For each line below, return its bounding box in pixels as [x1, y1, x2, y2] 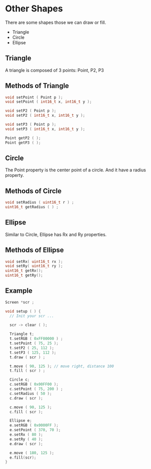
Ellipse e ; [9, 418, 32, 423]
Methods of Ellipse [5, 246, 64, 254]
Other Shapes [5, 3, 63, 14]
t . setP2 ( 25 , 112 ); [9, 345, 54, 350]
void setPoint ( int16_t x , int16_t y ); [5, 99, 92, 104]
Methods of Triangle [5, 81, 69, 90]
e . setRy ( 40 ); [9, 437, 43, 442]
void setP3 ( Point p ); [5, 122, 56, 127]
